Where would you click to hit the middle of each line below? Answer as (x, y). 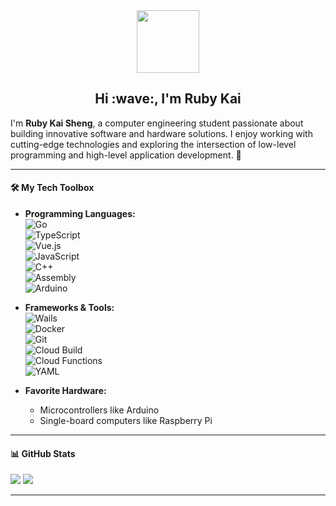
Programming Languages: (80, 214)
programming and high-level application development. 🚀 (126, 155)
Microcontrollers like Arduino (99, 410)
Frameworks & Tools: (69, 308)
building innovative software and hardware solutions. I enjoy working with (161, 133)
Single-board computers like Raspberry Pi (126, 421)
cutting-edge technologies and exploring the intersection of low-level (153, 144)
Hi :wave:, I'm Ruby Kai (168, 99)
